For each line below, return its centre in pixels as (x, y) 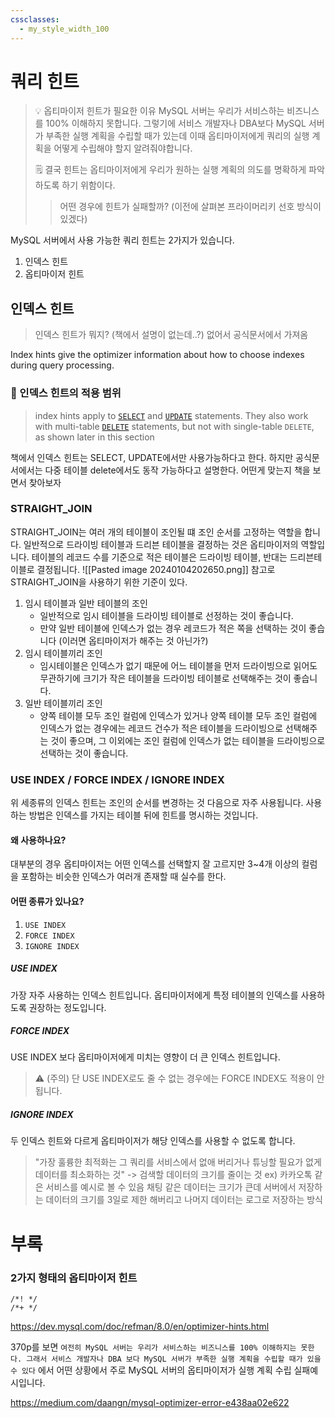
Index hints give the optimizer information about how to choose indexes (157, 355)
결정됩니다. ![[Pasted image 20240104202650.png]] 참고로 (156, 569)
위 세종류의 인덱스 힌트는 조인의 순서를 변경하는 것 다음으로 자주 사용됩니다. (157, 803)
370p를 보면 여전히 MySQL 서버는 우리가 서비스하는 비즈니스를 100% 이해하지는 (153, 1347)
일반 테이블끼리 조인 (63, 703)
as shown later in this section (94, 437)
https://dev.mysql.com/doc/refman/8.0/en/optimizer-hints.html (140, 1326)
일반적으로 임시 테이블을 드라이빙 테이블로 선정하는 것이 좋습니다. (166, 615)
